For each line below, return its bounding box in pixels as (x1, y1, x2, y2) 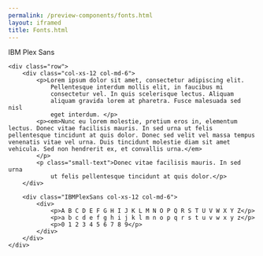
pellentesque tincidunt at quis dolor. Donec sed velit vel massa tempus (8, 131, 256, 140)
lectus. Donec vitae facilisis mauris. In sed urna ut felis (8, 125, 213, 133)
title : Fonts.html (8, 26, 69, 34)
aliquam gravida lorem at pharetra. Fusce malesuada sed (50, 97, 242, 105)
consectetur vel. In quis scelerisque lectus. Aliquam (50, 90, 235, 98)
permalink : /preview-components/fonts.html (8, 11, 154, 20)
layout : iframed (8, 19, 61, 27)
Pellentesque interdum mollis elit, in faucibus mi (50, 83, 224, 91)
